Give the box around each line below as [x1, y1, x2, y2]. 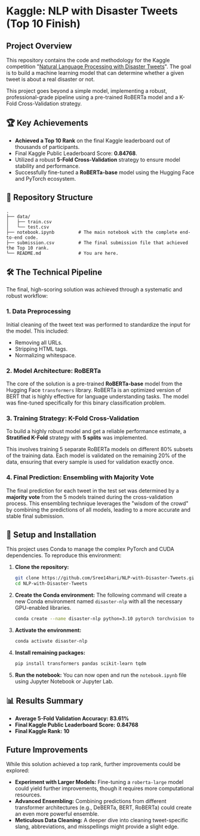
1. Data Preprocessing [6, 307, 71, 315]
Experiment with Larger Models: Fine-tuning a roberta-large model [14, 779, 184, 786]
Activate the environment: [14, 627, 82, 634]
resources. [14, 791, 42, 798]
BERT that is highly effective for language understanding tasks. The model [6, 393, 189, 400]
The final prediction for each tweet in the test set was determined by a [6, 487, 179, 494]
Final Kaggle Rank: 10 [14, 727, 70, 734]
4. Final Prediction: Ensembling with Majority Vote [6, 473, 154, 482]
